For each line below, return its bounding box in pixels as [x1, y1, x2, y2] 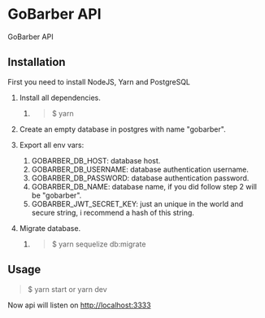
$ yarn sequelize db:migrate [51, 239, 146, 249]
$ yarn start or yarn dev [27, 284, 107, 294]
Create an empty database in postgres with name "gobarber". [19, 124, 226, 134]
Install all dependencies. [19, 93, 101, 102]
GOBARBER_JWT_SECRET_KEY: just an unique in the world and [31, 198, 244, 208]
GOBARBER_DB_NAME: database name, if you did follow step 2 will [31, 181, 258, 191]
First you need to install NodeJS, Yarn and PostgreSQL [7, 76, 191, 86]
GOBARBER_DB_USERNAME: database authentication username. [31, 164, 250, 174]
